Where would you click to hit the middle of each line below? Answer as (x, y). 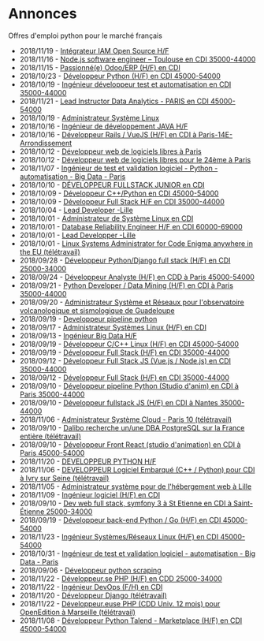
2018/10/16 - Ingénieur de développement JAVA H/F (104, 126)
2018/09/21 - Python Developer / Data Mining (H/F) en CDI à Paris (126, 285)
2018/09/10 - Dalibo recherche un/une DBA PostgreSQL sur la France (132, 427)
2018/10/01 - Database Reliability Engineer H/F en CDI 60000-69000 (131, 226)
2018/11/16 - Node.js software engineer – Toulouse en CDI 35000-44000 (138, 59)
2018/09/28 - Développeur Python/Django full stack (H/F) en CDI (125, 260)
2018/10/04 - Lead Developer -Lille (76, 210)
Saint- (244, 503)
